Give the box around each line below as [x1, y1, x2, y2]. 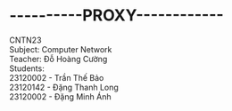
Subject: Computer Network [9, 44, 112, 54]
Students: [9, 63, 45, 74]
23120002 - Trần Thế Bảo [9, 72, 104, 83]
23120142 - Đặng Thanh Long [9, 82, 119, 92]
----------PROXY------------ [9, 5, 225, 26]
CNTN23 [9, 35, 42, 45]
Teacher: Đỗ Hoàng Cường [9, 53, 108, 64]
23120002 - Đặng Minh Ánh [9, 91, 112, 102]
